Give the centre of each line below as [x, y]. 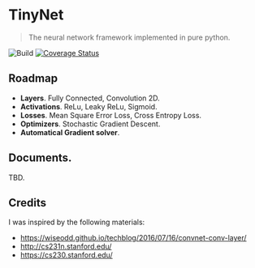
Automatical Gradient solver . [70, 132]
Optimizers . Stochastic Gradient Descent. [90, 124]
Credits [28, 203]
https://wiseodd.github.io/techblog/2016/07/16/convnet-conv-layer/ [133, 238]
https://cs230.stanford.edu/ [66, 255]
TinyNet [36, 15]
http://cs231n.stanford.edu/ [66, 247]
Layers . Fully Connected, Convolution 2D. [90, 98]
